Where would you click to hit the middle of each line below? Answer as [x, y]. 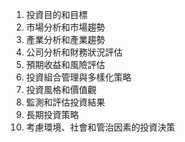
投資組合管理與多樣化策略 [78, 77]
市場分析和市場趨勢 [65, 27]
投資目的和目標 [56, 14]
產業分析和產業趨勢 [65, 39]
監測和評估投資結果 [65, 102]
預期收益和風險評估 [65, 64]
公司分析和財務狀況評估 [74, 52]
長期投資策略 [52, 114]
